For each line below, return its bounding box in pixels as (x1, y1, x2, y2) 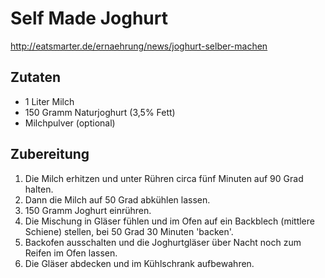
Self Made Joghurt (10, 7, 168, 30)
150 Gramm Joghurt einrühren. (24, 204, 152, 216)
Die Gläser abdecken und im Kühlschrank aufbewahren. (24, 257, 255, 269)
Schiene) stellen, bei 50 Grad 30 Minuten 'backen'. (24, 225, 234, 237)
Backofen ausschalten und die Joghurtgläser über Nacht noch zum (24, 236, 302, 248)
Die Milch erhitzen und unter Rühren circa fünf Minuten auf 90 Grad (24, 172, 304, 184)
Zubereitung (10, 146, 90, 163)
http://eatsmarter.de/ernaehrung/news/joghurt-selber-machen (10, 40, 268, 52)
